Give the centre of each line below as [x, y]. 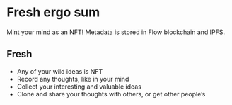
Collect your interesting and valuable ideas [79, 87]
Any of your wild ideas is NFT [60, 71]
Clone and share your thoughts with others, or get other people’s [111, 94]
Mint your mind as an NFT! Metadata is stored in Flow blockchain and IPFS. [116, 32]
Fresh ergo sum [53, 12]
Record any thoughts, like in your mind [73, 79]
